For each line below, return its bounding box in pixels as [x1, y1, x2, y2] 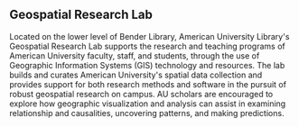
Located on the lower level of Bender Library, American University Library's [9, 31, 290, 41]
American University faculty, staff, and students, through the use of [9, 50, 260, 61]
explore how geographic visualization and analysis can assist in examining [9, 98, 286, 109]
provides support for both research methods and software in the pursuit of [9, 78, 287, 89]
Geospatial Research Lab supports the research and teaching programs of [9, 41, 286, 51]
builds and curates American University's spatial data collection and [9, 69, 263, 80]
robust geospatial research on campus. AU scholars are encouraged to [9, 88, 274, 99]
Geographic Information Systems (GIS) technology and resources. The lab [9, 59, 285, 70]
